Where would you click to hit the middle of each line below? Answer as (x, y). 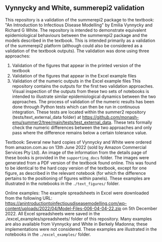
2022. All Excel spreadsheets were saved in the (53, 213)
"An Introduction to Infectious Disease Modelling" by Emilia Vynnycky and (79, 25)
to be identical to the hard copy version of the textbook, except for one (76, 168)
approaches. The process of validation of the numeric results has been (83, 101)
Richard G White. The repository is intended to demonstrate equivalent (76, 30)
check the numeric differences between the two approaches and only (82, 127)
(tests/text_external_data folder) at (46, 117)
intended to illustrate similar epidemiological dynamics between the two (84, 96)
